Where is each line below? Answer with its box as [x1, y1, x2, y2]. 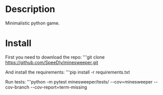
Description [5, 3, 55, 15]
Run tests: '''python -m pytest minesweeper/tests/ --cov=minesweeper [5, 78, 153, 84]
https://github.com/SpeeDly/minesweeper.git [5, 59, 99, 65]
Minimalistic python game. [5, 20, 60, 26]
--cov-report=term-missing [30, 84, 87, 90]
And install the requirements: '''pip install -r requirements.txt [5, 69, 130, 75]
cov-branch [5, 84, 30, 90]
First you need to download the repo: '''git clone [5, 54, 105, 60]
